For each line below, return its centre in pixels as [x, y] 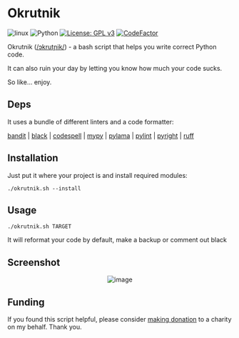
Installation [33, 158]
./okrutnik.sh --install [44, 188]
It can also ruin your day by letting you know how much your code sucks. [115, 68]
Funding [26, 302]
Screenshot [34, 262]
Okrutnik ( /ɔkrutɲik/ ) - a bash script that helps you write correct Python [112, 46]
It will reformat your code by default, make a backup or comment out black [117, 240]
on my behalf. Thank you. [45, 327]
